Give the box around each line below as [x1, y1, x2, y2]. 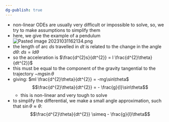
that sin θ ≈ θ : [12, 103, 43, 109]
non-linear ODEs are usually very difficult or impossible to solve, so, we [12, 22, 164, 28]
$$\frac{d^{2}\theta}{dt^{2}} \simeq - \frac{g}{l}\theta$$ [30, 111, 151, 117]
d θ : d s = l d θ [12, 49, 40, 55]
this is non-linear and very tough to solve [20, 92, 108, 98]
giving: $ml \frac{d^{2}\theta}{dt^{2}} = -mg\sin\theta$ [12, 76, 129, 82]
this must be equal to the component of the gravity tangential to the [12, 65, 156, 71]
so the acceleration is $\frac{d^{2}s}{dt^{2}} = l [12, 54, 114, 60]
